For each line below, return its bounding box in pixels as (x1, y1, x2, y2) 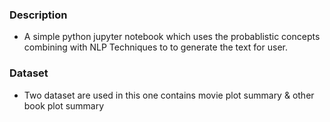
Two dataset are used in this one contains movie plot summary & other (23, 89, 315, 101)
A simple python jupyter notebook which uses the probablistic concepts (23, 31, 321, 43)
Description (9, 8, 68, 22)
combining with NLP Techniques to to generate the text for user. (23, 41, 288, 53)
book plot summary (23, 99, 105, 112)
